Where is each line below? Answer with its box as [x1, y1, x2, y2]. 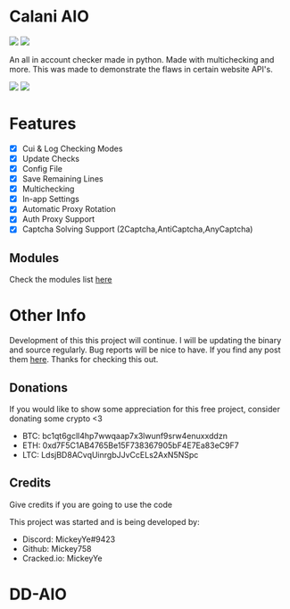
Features [9, 114, 77, 134]
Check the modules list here [9, 275, 112, 285]
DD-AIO [9, 584, 67, 605]
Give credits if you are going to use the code [9, 499, 172, 510]
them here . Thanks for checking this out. [9, 354, 159, 365]
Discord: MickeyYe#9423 [21, 534, 116, 545]
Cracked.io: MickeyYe [21, 553, 103, 563]
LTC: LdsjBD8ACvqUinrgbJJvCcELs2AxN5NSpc [21, 450, 199, 460]
